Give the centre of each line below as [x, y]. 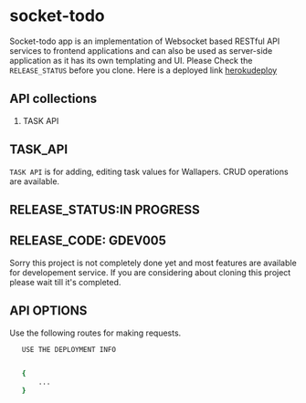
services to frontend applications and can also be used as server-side [141, 50]
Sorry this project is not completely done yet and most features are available [153, 263]
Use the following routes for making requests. [95, 333]
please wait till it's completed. [65, 282]
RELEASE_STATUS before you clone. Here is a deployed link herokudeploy [143, 70]
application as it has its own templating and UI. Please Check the [131, 60]
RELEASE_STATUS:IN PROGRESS [105, 209]
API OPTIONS [48, 311]
